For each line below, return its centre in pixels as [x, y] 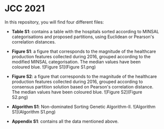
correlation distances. [34, 42]
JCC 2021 [25, 9]
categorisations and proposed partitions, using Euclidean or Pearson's [83, 37]
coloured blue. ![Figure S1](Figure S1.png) [54, 67]
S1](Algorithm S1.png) [34, 112]
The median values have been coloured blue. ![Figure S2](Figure [77, 92]
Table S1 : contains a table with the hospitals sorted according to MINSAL [85, 31]
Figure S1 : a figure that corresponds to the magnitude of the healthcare [84, 51]
